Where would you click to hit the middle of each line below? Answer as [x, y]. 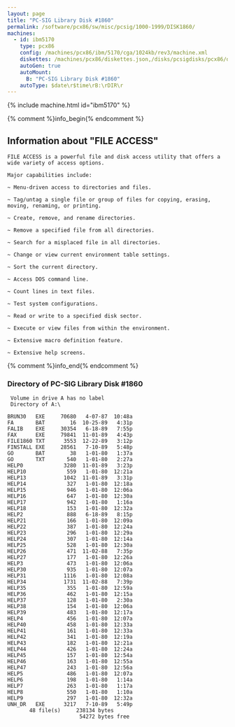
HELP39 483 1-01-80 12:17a [70, 613]
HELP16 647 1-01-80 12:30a [70, 496]
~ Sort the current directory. [53, 267]
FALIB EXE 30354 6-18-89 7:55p [70, 429]
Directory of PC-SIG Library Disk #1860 [75, 383]
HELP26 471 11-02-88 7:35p [70, 551]
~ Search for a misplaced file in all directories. [84, 243]
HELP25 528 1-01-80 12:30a [70, 545]
